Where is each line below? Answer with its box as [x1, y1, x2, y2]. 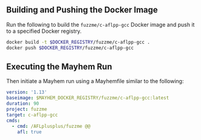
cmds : [6, 118, 20, 124]
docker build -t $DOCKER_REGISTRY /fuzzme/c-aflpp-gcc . [6, 39, 150, 45]
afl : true [17, 128, 42, 135]
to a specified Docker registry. [6, 27, 82, 35]
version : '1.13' [6, 89, 47, 96]
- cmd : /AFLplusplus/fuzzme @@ [12, 123, 91, 129]
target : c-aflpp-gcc [6, 112, 59, 118]
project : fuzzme [6, 106, 47, 112]
